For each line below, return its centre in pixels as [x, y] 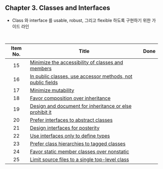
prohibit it [41, 112]
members [41, 68]
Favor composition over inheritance [70, 98]
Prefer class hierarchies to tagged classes [78, 144]
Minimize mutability [52, 90]
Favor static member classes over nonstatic [80, 152]
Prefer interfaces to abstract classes [71, 120]
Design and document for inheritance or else [81, 106]
